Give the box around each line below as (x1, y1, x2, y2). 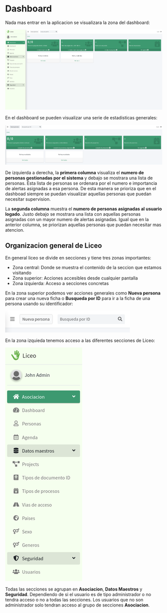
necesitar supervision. (5, 196, 51, 202)
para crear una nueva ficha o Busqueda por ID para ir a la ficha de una (5, 295, 151, 301)
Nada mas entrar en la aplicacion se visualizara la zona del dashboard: (5, 19, 151, 25)
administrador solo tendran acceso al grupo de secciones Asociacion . (5, 602, 150, 608)
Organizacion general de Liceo (5, 242, 102, 250)
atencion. (5, 227, 24, 233)
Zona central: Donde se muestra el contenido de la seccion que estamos (12, 264, 162, 270)
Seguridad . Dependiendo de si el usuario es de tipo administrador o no (5, 591, 151, 597)
